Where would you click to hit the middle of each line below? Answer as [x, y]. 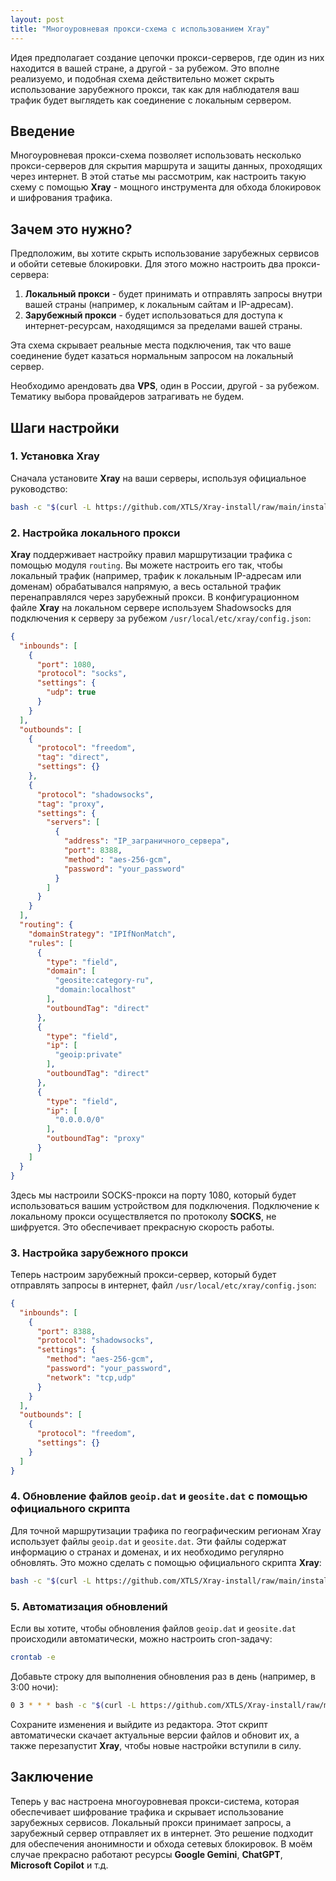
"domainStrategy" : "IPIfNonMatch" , [102, 934]
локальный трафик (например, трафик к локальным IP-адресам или [156, 575]
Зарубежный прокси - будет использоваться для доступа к [153, 315]
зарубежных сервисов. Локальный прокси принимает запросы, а [151, 1822]
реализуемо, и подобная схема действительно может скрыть [142, 78]
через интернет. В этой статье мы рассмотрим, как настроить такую [158, 177]
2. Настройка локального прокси [95, 533]
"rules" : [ [51, 943]
